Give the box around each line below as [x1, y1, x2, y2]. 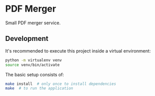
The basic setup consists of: [5, 71, 64, 77]
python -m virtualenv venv [5, 58, 62, 63]
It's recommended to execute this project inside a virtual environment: [5, 47, 151, 54]
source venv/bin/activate [5, 62, 60, 67]
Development [5, 34, 49, 43]
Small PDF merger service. [5, 20, 61, 26]
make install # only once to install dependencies [5, 81, 116, 86]
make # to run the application [5, 86, 73, 91]
